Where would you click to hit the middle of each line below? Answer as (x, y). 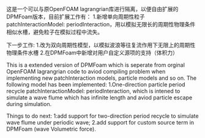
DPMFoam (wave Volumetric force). (51, 129)
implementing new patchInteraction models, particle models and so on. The (102, 78)
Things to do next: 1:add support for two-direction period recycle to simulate (102, 116)
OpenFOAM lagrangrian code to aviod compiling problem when (86, 71)
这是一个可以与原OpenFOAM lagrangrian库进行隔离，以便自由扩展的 (92, 9)
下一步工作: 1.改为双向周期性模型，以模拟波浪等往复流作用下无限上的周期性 (101, 45)
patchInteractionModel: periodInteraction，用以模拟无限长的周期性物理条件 (101, 24)
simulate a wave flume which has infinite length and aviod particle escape (99, 98)
